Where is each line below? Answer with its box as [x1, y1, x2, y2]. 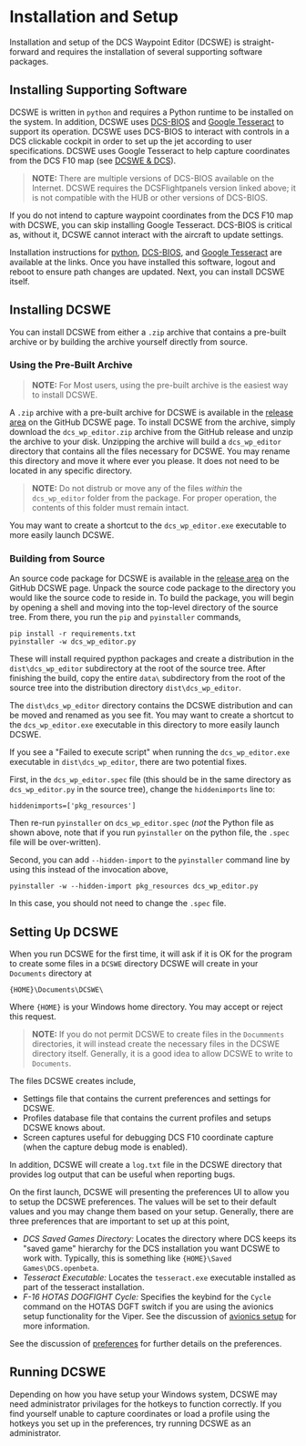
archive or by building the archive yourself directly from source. [9, 336, 249, 347]
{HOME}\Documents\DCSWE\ [9, 985, 104, 995]
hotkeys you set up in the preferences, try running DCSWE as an [9, 1418, 251, 1429]
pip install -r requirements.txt [9, 629, 137, 639]
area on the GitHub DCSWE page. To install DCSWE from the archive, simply [9, 417, 296, 428]
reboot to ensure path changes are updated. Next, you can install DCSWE [9, 266, 285, 277]
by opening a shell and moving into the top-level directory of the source [9, 602, 279, 613]
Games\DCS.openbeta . [22, 1262, 99, 1273]
